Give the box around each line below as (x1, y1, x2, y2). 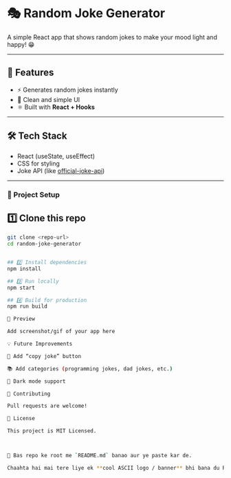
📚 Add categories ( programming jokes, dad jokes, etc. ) (7, 365, 173, 372)
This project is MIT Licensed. (7, 428, 97, 435)
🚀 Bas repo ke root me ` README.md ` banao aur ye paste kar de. (7, 452, 192, 459)
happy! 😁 (7, 40, 35, 48)
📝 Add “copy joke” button (7, 352, 81, 359)
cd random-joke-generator (7, 241, 81, 248)
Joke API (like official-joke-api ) (16, 166, 105, 175)
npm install (7, 265, 41, 272)
